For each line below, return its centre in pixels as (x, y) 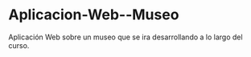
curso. (19, 45)
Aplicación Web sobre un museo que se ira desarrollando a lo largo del (125, 37)
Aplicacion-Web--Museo (94, 15)
